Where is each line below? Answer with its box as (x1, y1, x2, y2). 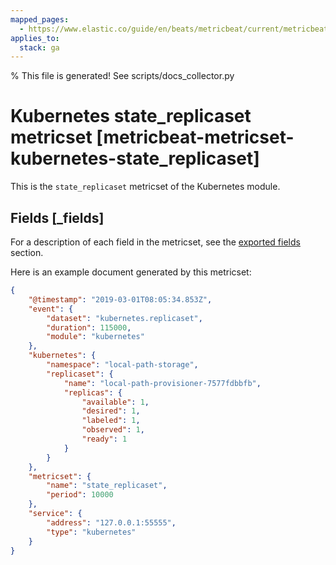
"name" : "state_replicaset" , (46, 481, 168, 491)
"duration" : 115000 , (46, 322, 132, 333)
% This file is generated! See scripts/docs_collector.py (10, 70, 235, 82)
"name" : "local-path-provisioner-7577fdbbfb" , (63, 378, 262, 388)
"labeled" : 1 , (81, 416, 141, 426)
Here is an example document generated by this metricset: (10, 266, 252, 278)
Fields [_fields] (10, 209, 105, 226)
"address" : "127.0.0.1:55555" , (46, 517, 177, 528)
